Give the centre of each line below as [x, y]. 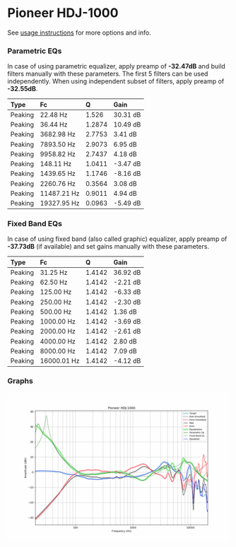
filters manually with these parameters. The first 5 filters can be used [108, 74]
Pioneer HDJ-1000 [63, 13]
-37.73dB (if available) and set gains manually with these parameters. [108, 247]
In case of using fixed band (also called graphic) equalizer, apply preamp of [117, 239]
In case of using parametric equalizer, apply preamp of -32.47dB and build [117, 66]
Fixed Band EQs [35, 223]
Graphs [20, 381]
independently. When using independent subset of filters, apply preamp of [116, 81]
